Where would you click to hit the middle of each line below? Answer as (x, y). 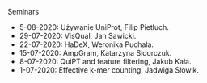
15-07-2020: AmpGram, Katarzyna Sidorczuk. (95, 53)
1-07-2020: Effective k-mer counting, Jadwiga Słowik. (109, 70)
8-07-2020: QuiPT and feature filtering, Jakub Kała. (105, 61)
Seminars (23, 12)
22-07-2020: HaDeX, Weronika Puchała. (87, 44)
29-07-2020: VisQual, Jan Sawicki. (78, 36)
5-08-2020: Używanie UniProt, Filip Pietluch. (94, 27)
